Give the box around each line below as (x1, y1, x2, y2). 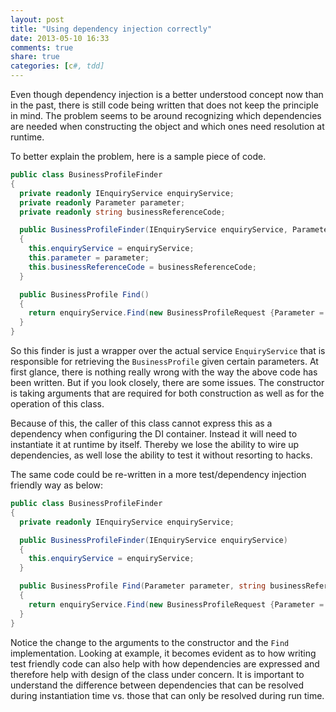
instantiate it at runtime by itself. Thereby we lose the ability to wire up (10, 439, 300, 450)
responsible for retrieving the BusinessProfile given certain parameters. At (10, 356, 319, 367)
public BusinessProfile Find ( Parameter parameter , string (19, 581, 267, 591)
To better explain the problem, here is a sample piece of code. (10, 151, 267, 162)
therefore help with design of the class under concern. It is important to (10, 668, 305, 680)
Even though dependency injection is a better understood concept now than (10, 89, 324, 100)
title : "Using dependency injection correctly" (10, 24, 213, 34)
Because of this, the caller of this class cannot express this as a (10, 417, 273, 429)
